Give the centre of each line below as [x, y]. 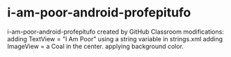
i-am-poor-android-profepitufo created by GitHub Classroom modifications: [115, 32]
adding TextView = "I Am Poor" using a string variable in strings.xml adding [115, 38]
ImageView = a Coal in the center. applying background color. [96, 46]
